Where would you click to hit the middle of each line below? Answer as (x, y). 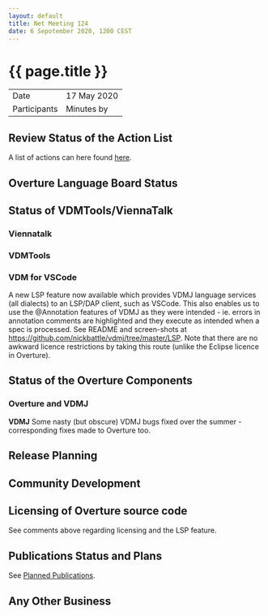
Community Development (74, 483)
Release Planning (53, 456)
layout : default (36, 16)
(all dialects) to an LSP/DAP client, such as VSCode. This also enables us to (134, 304)
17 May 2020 (92, 96)
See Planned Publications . (52, 575)
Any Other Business (60, 601)
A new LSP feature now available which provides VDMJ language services (132, 295)
